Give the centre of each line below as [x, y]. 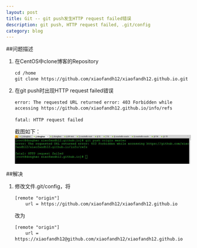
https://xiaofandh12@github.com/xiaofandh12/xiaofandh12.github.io [98, 239]
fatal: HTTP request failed [49, 120]
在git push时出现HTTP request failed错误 [64, 91]
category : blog [25, 31]
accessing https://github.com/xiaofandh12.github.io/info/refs [94, 108]
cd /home [25, 73]
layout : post [22, 12]
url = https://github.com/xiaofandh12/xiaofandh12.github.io [101, 204]
